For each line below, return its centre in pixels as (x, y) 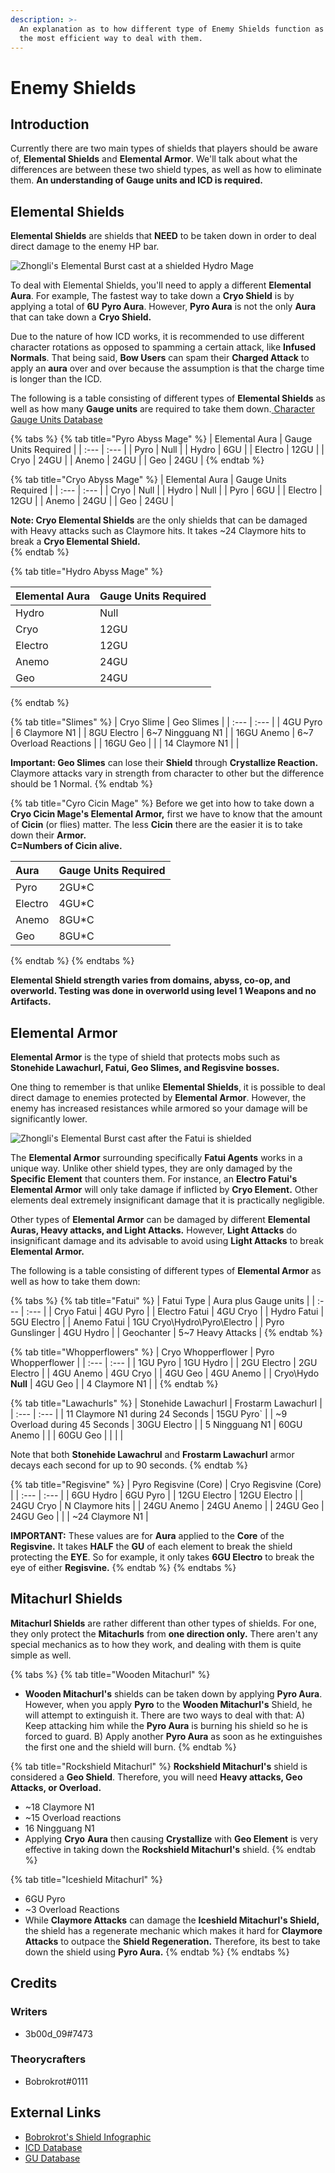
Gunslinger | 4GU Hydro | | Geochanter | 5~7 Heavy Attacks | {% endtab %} (166, 1332)
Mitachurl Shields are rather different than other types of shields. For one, (163, 1623)
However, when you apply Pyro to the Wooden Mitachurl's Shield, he (168, 1704)
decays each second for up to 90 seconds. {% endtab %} (129, 1465)
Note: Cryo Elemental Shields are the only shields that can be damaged (159, 520)
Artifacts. (31, 1002)
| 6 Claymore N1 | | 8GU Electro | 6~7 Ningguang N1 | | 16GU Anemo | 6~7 (162, 733)
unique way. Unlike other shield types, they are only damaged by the (151, 1168)
